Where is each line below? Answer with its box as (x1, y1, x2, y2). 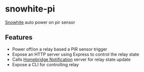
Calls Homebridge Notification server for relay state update (12, 57, 131, 62)
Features (5, 33, 33, 42)
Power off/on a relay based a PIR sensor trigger (12, 46, 108, 52)
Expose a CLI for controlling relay (12, 61, 79, 67)
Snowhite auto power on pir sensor (5, 19, 75, 25)
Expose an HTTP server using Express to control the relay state (12, 51, 140, 57)
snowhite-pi (5, 3, 55, 14)
